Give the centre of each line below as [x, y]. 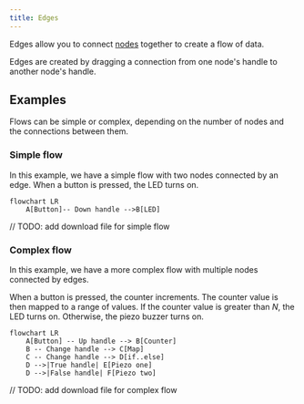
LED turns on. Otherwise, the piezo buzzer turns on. [107, 316]
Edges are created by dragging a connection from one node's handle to [143, 61]
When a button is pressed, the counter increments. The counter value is [144, 297]
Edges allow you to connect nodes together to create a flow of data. [137, 44]
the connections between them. [69, 131]
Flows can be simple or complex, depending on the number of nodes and [147, 122]
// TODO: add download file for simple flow [90, 226]
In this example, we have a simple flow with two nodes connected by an [144, 175]
